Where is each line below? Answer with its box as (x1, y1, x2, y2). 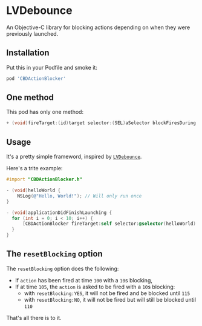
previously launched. (6, 30, 59, 37)
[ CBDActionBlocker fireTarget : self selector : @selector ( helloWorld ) (22, 221, 197, 227)
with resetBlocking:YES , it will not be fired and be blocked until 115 (24, 289, 191, 297)
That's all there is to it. (6, 314, 62, 321)
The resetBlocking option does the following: (6, 265, 119, 272)
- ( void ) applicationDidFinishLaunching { (6, 210, 112, 216)
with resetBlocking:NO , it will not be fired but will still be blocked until (24, 296, 197, 303)
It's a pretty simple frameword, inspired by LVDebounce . (6, 153, 142, 161)
